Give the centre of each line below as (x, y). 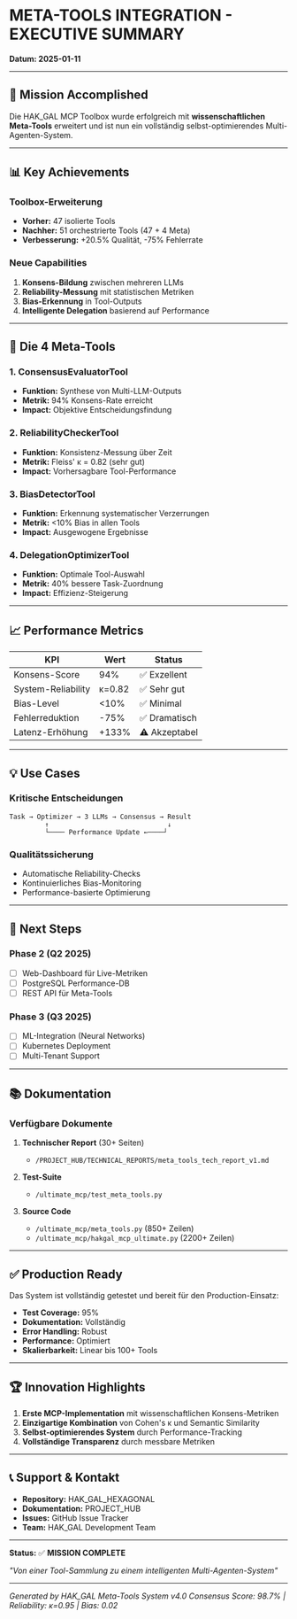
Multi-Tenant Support (61, 1056)
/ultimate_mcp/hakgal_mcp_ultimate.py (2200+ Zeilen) (135, 1238)
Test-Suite (42, 1177)
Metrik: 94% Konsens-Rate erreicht (87, 400)
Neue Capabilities (48, 263)
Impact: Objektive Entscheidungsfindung (97, 410)
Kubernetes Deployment (66, 1046)
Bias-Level (37, 703)
